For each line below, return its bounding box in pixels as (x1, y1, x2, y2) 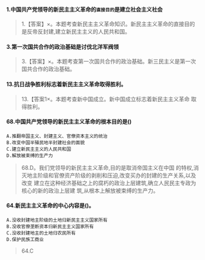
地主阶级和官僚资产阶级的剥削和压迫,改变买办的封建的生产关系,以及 (26, 172, 196, 179)
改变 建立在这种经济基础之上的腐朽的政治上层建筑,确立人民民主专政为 (21, 179, 196, 186)
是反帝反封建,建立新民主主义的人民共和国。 (21, 28, 130, 35)
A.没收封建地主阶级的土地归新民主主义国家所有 (6, 217, 108, 223)
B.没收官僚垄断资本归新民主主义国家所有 (6, 223, 94, 230)
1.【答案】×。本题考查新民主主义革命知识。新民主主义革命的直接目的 (21, 20, 195, 27)
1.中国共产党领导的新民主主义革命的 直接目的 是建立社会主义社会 (6, 5, 163, 13)
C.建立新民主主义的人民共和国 (6, 146, 72, 152)
